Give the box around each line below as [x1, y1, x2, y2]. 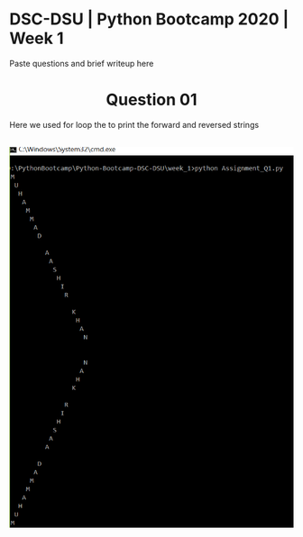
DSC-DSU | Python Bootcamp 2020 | [9, 9, 289, 30]
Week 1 [9, 28, 64, 49]
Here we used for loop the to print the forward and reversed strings [9, 119, 260, 130]
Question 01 [106, 90, 197, 110]
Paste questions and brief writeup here [9, 58, 154, 68]
